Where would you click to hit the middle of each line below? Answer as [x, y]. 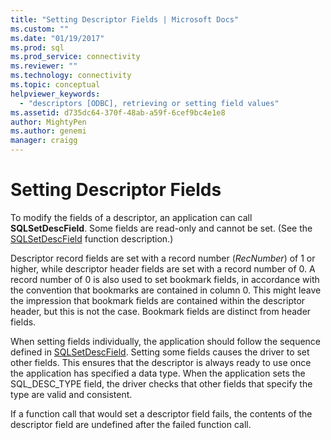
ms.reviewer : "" [44, 66]
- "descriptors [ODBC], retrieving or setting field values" [149, 103]
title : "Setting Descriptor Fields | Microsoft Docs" [125, 19]
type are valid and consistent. [71, 394]
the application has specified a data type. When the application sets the [158, 373]
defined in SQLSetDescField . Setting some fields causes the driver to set [160, 352]
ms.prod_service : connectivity [75, 57]
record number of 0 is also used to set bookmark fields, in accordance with [165, 279]
